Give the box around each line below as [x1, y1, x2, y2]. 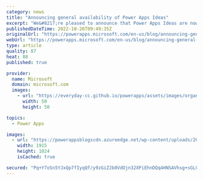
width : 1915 [17, 143, 47, 149]
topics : [6, 115, 26, 121]
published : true [6, 59, 47, 65]
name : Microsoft [11, 76, 53, 82]
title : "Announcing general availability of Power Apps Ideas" [6, 14, 169, 21]
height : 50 [22, 104, 50, 110]
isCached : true [17, 154, 56, 160]
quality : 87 [6, 48, 36, 54]
